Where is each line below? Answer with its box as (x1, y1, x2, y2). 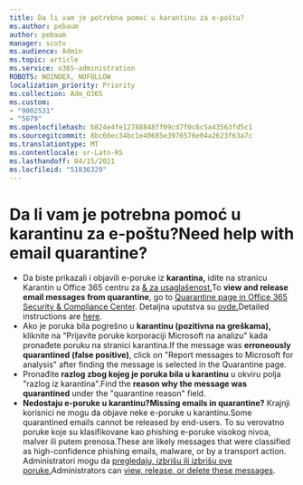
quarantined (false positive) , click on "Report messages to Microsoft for (22, 350, 294, 361)
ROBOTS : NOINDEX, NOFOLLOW (9, 73, 111, 82)
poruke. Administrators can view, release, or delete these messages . (22, 465, 276, 476)
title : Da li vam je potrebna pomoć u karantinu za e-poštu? (9, 13, 245, 23)
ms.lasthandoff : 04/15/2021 (9, 156, 116, 166)
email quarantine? (9, 242, 147, 263)
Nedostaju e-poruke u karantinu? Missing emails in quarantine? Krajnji (22, 398, 290, 409)
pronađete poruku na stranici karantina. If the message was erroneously (22, 340, 291, 351)
